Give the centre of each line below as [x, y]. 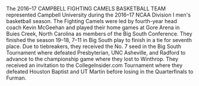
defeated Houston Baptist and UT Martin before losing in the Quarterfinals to [100, 71]
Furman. [16, 78]
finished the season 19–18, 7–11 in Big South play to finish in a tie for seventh [99, 40]
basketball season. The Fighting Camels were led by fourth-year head [91, 21]
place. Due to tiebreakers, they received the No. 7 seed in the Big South [94, 46]
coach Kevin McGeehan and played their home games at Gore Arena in [93, 27]
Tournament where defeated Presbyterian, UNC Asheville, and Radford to [96, 52]
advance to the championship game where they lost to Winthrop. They [92, 59]
